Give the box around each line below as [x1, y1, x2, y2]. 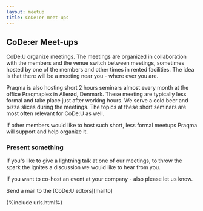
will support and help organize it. [6, 128, 88, 135]
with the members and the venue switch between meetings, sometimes [6, 59, 185, 67]
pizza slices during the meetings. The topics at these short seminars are [6, 104, 187, 111]
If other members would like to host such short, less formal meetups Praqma [6, 122, 198, 129]
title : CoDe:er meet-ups [6, 15, 69, 21]
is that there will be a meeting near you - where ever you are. [6, 72, 159, 79]
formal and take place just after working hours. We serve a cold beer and [6, 97, 188, 104]
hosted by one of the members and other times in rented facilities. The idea [6, 66, 195, 73]
